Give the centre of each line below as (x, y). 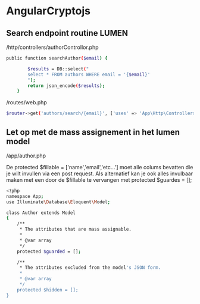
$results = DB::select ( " (58, 69)
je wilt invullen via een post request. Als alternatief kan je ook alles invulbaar (100, 173)
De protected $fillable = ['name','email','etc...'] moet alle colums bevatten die (100, 167)
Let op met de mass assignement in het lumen (93, 132)
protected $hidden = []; (48, 290)
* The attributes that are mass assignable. (76, 229)
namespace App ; (25, 196)
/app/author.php (26, 156)
